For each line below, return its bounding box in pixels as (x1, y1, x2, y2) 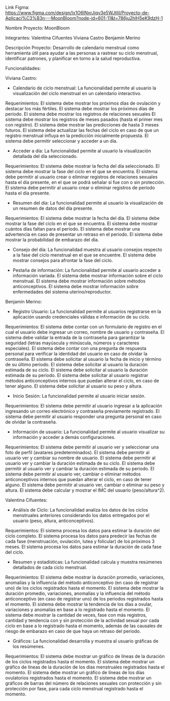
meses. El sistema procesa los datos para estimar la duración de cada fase (5, 544, 162, 550)
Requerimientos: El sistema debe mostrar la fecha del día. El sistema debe (5, 215, 160, 221)
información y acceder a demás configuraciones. (12, 434, 116, 440)
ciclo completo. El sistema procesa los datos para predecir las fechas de (5, 533, 157, 539)
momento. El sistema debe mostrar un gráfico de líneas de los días (5, 670, 145, 675)
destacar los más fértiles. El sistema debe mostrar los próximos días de (5, 106, 154, 111)
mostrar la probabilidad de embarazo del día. (5, 237, 99, 243)
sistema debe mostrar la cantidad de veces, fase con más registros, (5, 612, 147, 618)
